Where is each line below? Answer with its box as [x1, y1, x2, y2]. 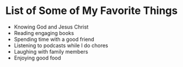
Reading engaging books [13, 29, 74, 36]
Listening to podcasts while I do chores [13, 42, 108, 49]
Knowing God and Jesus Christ [13, 23, 89, 30]
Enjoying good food [13, 54, 62, 61]
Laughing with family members [13, 48, 89, 55]
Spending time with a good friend [13, 36, 94, 43]
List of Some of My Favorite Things [5, 4, 178, 17]
